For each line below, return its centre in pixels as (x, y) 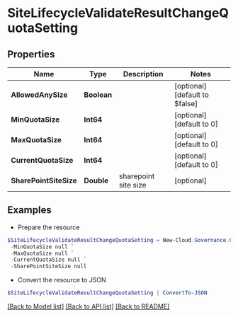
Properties (31, 54)
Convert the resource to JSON (62, 280)
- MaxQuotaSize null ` (42, 253)
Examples (29, 210)
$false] (186, 104)
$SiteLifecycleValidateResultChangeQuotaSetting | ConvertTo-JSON (107, 293)
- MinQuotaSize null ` (42, 247)
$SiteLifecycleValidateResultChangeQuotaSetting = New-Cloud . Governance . (119, 240)
